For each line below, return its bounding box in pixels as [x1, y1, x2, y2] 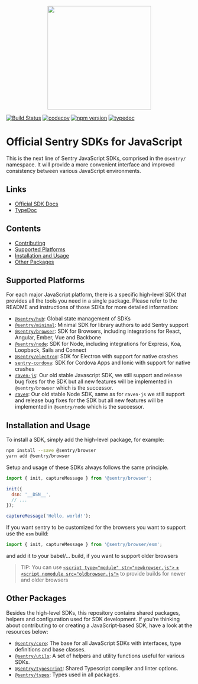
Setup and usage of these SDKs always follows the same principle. [6, 464, 169, 471]
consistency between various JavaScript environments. [6, 167, 141, 174]
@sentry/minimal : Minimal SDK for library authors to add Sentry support [14, 322, 189, 329]
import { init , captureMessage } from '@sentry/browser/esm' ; [6, 542, 163, 548]
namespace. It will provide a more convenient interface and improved [6, 160, 175, 168]
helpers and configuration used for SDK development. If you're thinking [6, 615, 180, 622]
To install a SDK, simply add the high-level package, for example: [6, 436, 164, 444]
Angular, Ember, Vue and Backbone [14, 334, 102, 341]
